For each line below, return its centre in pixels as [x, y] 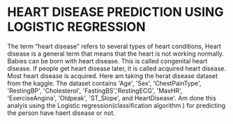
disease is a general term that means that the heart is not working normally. [116, 54]
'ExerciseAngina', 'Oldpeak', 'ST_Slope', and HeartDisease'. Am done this [112, 98]
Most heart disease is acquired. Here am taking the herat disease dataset [113, 76]
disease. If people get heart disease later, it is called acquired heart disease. [117, 68]
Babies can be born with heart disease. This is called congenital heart [107, 61]
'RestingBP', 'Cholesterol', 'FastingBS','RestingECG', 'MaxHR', [95, 91]
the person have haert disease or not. [61, 113]
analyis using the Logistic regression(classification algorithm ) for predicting [116, 105]
